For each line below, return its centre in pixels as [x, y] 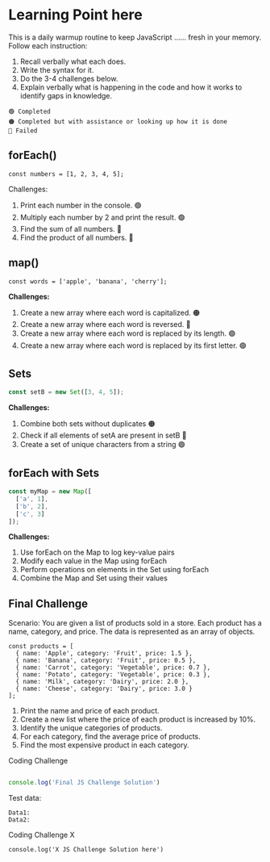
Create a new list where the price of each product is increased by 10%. [138, 719]
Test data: [25, 798]
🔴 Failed [23, 131]
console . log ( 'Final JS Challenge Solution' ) [84, 783]
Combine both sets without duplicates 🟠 [87, 424]
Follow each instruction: [48, 45]
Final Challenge [48, 603]
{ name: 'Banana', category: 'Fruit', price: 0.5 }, [106, 661]
